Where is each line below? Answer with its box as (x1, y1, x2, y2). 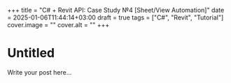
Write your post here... (7, 68, 72, 76)
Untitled (7, 45, 55, 61)
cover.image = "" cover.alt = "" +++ (7, 21, 110, 29)
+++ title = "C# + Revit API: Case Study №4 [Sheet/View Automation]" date (7, 6, 225, 14)
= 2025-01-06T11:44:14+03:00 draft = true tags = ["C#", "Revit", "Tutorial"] (7, 13, 224, 22)
